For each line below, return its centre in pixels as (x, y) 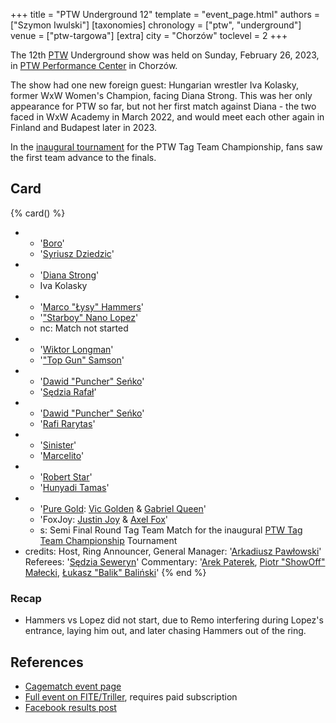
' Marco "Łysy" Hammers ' (91, 306)
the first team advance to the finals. (83, 157)
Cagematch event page (73, 686)
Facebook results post (70, 707)
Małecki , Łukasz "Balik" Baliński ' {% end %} (115, 572)
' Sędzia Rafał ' (68, 391)
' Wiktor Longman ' (76, 349)
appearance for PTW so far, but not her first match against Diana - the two (163, 106)
